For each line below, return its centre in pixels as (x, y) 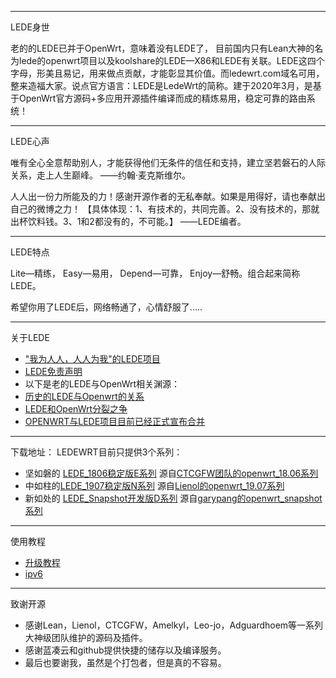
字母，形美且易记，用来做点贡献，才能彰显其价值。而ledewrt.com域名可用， (167, 73)
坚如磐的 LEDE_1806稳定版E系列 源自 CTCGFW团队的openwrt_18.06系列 (171, 473)
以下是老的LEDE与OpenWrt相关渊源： (102, 384)
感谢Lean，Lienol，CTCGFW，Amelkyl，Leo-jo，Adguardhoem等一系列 (174, 625)
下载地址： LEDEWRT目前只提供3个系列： (96, 452)
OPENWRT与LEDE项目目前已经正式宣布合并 (115, 421)
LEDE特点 (30, 252)
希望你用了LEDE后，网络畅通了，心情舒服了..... (106, 307)
